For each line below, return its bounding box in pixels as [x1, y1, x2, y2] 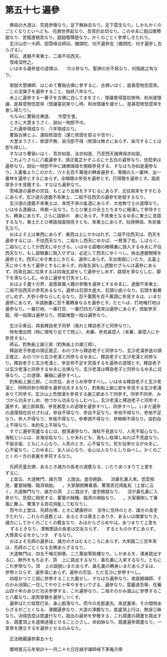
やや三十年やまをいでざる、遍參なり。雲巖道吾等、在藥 [48, 581, 162, 587]
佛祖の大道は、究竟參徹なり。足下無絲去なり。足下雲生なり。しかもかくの [9, 22, 162, 28]
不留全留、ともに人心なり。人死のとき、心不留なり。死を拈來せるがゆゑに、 [5, 440, 162, 446]
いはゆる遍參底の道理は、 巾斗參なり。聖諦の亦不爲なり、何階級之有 [9, 65, 154, 71]
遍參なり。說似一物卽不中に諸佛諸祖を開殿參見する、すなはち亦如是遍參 [5, 163, 153, 169]
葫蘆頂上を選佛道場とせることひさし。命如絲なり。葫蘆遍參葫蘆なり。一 [13, 619, 162, 625]
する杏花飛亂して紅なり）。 [35, 500, 90, 507]
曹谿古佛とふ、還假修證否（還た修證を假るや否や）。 [9, 132, 116, 138]
